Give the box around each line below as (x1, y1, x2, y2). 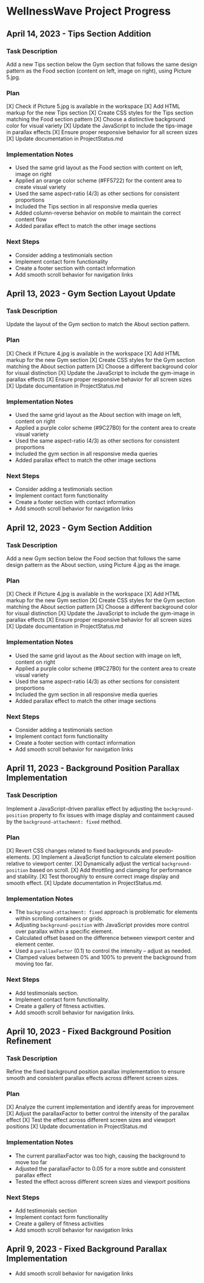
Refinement (6, 1036, 52, 1046)
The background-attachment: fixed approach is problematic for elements (15, 908, 198, 915)
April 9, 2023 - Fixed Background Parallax (6, 1244, 168, 1254)
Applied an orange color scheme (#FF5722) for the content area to (15, 177, 182, 184)
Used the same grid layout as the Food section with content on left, (15, 164, 183, 171)
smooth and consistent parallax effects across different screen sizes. (6, 1075, 179, 1082)
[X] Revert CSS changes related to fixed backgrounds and (6, 847, 151, 854)
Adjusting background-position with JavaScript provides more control (15, 922, 189, 929)
